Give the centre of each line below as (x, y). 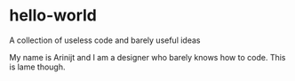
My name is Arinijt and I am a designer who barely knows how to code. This (147, 57)
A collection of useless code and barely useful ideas (105, 40)
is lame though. (37, 67)
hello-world (53, 16)
